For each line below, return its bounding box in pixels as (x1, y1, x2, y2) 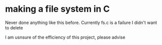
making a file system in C (5, 3, 110, 15)
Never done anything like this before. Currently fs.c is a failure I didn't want (5, 20, 158, 25)
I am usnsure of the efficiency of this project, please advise (5, 34, 126, 40)
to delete (5, 24, 23, 30)
